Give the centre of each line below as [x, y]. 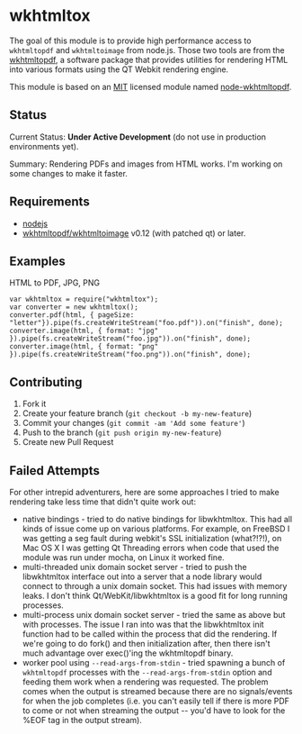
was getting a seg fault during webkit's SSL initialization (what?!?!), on [152, 538]
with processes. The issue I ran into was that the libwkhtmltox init [143, 624]
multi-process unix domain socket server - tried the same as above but [154, 615]
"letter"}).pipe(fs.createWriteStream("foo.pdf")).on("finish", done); [146, 323]
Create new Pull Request [68, 442]
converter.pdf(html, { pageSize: [72, 315]
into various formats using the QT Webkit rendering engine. [119, 69]
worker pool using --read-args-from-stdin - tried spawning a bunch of [154, 662]
